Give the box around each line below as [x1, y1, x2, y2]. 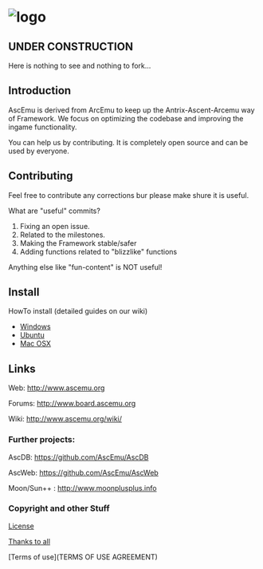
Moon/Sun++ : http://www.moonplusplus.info [8, 483, 157, 492]
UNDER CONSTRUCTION [8, 40, 134, 53]
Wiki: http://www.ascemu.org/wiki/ [8, 414, 122, 424]
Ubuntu [19, 330, 45, 340]
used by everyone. [8, 146, 70, 156]
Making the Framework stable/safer [19, 238, 137, 247]
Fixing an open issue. [19, 221, 90, 231]
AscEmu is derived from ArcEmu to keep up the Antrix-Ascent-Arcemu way [8, 105, 255, 115]
